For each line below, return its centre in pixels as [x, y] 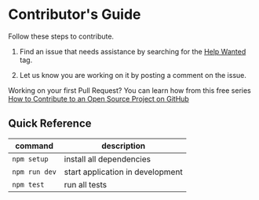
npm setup [30, 159]
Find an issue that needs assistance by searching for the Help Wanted [133, 51]
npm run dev [35, 172]
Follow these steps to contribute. [61, 36]
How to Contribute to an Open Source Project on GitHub [99, 98]
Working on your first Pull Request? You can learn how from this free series [129, 90]
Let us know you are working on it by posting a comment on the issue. [133, 75]
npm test [28, 184]
